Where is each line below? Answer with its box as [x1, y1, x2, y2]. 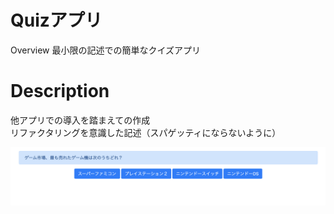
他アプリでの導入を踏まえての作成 [10, 114, 151, 126]
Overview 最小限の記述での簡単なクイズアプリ [10, 44, 202, 56]
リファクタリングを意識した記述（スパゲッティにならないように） [10, 126, 282, 138]
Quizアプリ [10, 9, 103, 32]
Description [10, 80, 110, 103]
